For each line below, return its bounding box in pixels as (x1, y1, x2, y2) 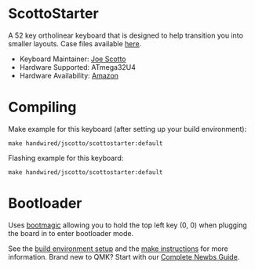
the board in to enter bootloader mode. (8, 228, 134, 238)
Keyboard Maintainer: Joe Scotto (19, 54, 127, 64)
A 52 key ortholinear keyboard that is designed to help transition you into (8, 31, 243, 40)
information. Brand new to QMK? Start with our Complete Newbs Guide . (8, 252, 240, 261)
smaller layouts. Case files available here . (8, 38, 142, 48)
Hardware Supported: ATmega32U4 (19, 62, 136, 71)
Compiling (8, 99, 77, 116)
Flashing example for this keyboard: (8, 153, 124, 162)
